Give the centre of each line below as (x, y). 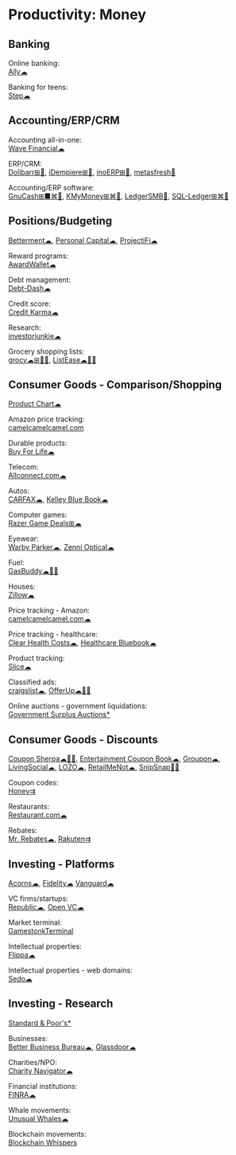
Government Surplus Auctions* (59, 715)
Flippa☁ (22, 955)
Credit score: (29, 303)
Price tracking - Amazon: (49, 610)
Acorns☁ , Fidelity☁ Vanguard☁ (61, 883)
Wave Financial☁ (37, 148)
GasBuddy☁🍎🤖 (33, 571)
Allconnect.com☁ (37, 476)
